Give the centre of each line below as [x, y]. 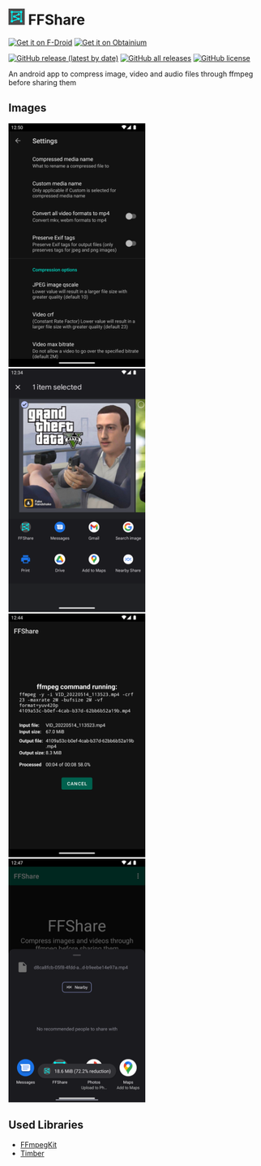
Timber [32, 1153]
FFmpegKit [39, 1144]
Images [28, 108]
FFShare [56, 20]
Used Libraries [46, 1125]
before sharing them [43, 82]
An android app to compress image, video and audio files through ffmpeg [131, 74]
